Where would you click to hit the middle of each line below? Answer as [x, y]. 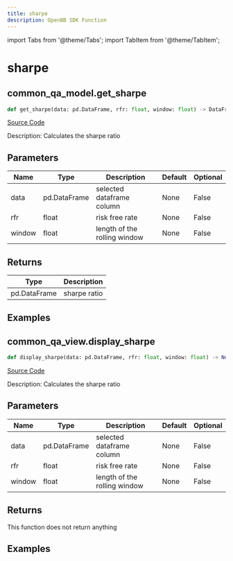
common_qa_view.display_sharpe [81, 342]
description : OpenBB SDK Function [57, 20]
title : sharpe [28, 14]
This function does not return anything [62, 527]
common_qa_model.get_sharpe [77, 93]
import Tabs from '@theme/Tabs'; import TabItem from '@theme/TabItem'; [114, 40]
